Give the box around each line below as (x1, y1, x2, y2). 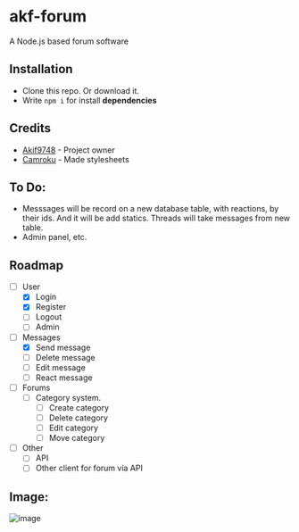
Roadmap (9, 257, 64, 273)
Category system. (35, 392, 102, 403)
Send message (35, 342, 91, 353)
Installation (9, 62, 73, 77)
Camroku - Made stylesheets (21, 154, 129, 164)
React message (35, 372, 93, 383)
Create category (48, 402, 110, 412)
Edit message (35, 362, 87, 372)
